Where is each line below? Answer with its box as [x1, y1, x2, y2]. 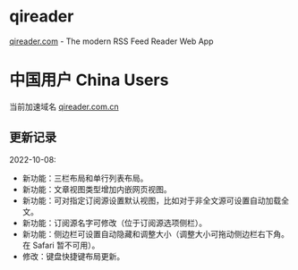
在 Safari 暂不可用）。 [21, 240, 100, 250]
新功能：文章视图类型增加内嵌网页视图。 [21, 183, 172, 194]
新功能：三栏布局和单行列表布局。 [21, 173, 149, 183]
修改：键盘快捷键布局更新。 [21, 250, 125, 261]
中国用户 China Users [9, 70, 169, 90]
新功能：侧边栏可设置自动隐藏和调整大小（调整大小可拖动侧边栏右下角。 [21, 228, 289, 239]
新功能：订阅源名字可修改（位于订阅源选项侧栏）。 [21, 217, 208, 228]
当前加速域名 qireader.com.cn [9, 101, 119, 112]
